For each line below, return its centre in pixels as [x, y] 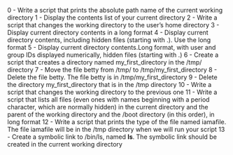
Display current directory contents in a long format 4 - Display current [108, 32]
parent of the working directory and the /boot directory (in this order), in [111, 114]
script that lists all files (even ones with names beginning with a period [108, 100]
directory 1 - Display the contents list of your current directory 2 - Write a [112, 18]
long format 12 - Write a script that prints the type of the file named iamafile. [117, 122]
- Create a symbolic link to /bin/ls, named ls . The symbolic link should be [112, 137]
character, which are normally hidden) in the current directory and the [108, 107]
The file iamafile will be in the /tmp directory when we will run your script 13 [116, 129]
